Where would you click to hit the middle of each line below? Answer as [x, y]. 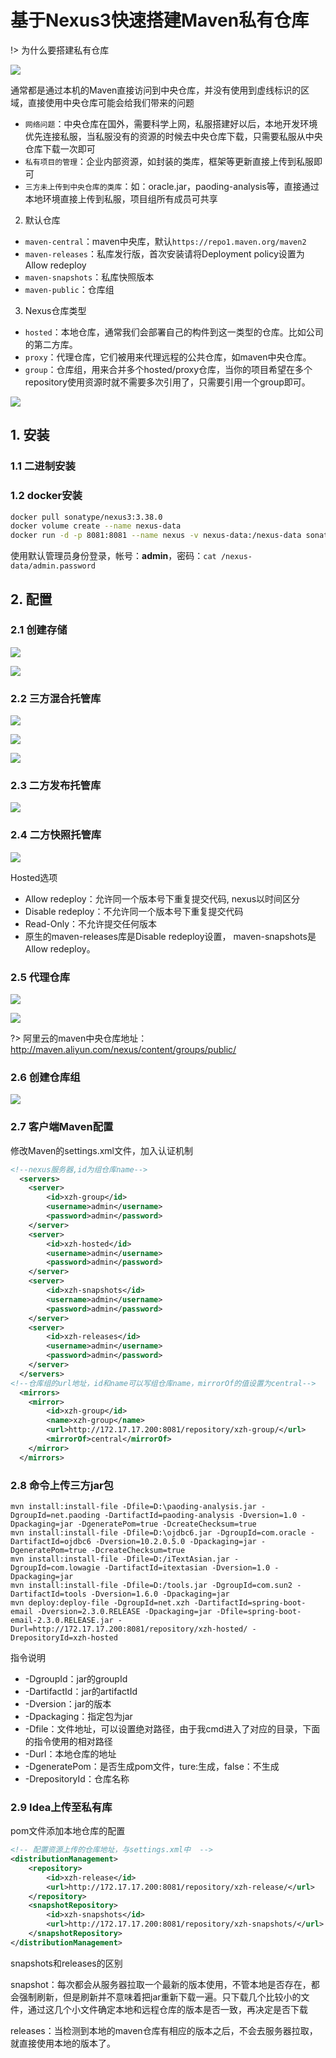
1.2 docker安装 [46, 496]
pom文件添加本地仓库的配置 [68, 1831]
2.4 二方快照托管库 [56, 835]
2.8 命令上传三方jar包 [62, 1485]
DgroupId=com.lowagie [55, 1567]
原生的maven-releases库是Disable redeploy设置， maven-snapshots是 [170, 936]
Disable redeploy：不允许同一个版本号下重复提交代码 [134, 911]
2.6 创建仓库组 [45, 1077]
